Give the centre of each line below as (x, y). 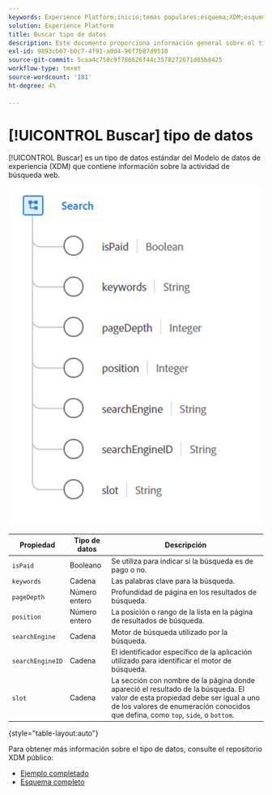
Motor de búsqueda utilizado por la (170, 632)
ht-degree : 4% (32, 85)
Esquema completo (52, 782)
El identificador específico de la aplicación (182, 652)
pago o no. (129, 569)
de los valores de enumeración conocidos (181, 706)
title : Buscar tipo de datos (57, 34)
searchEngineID (37, 661)
